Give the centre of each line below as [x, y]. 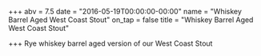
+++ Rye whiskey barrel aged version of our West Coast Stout [110, 43]
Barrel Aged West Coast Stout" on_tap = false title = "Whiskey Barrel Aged [131, 20]
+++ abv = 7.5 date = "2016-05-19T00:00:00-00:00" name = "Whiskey [125, 11]
